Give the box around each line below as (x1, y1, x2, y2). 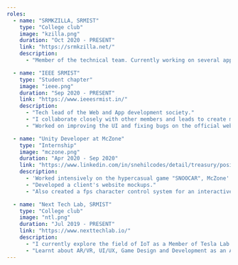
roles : (6, 10, 26, 18)
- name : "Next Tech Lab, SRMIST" (13, 200, 112, 208)
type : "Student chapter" (19, 76, 93, 83)
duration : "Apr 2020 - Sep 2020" (19, 155, 119, 162)
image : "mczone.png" (19, 148, 80, 156)
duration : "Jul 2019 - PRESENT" (19, 221, 115, 228)
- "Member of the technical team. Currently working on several (25, 57, 220, 64)
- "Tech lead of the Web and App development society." (25, 109, 195, 117)
